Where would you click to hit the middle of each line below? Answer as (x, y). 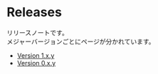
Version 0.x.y (36, 63)
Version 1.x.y (36, 55)
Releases (34, 12)
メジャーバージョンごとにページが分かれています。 (81, 41)
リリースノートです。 (37, 32)
